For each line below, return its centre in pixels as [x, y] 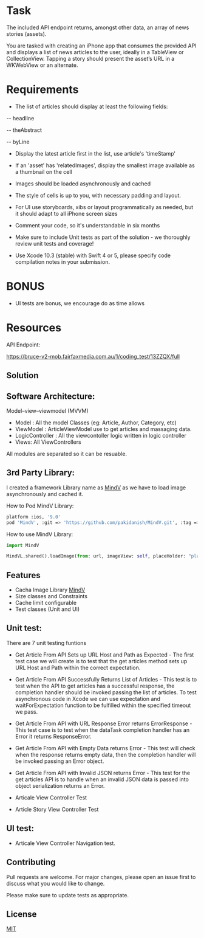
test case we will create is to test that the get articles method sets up [101, 661]
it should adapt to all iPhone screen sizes [66, 213]
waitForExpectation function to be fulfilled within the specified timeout [103, 705]
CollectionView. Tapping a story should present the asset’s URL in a [90, 58]
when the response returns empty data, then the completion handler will [105, 754]
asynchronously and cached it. [45, 494]
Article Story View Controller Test [57, 809]
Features [23, 575]
